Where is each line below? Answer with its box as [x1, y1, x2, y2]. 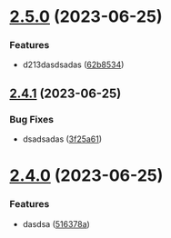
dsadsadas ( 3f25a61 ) [22, 134, 103, 144]
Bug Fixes [9, 113, 55, 125]
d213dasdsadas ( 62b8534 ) [22, 59, 125, 70]
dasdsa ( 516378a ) [22, 218, 91, 229]
